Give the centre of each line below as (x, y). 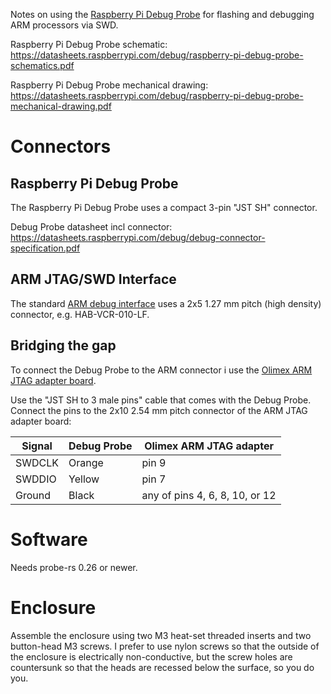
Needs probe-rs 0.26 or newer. (74, 567)
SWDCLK (37, 462)
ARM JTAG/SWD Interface (93, 279)
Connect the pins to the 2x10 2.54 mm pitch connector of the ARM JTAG (159, 410)
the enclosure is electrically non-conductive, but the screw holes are (151, 656)
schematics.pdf (42, 65)
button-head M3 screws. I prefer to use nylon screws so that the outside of (165, 646)
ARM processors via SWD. (64, 25)
